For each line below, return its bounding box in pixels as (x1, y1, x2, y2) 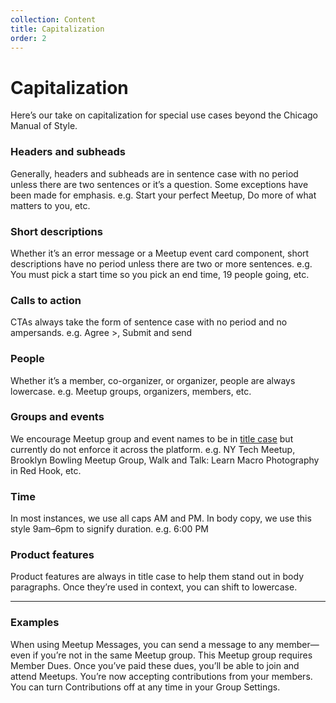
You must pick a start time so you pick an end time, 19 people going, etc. (10, 268, 310, 280)
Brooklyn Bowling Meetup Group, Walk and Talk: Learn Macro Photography (10, 454, 320, 466)
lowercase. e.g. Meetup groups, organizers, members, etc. (10, 385, 252, 397)
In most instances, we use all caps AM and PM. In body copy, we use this (10, 512, 312, 525)
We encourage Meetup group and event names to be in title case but (10, 432, 294, 445)
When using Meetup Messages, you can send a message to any (10, 638, 275, 650)
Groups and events (10, 410, 105, 424)
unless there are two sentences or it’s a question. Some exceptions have (10, 178, 309, 190)
